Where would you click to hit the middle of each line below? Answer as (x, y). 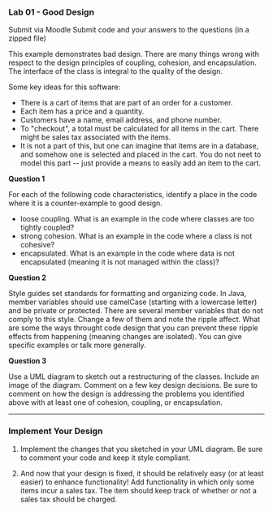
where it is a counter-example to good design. (85, 203)
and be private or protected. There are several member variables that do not (136, 311)
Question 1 (27, 179)
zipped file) (28, 38)
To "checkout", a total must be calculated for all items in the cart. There (139, 129)
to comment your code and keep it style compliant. (105, 458)
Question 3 (28, 361)
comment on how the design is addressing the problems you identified (127, 394)
